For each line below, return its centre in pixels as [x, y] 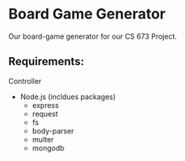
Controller [25, 80]
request [45, 114]
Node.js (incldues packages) [68, 97]
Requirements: [46, 62]
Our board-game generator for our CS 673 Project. [93, 36]
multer [43, 139]
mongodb [48, 148]
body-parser [53, 130]
